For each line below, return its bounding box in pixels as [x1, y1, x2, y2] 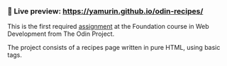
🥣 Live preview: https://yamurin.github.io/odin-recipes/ [7, 6, 204, 16]
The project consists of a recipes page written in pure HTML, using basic [7, 44, 221, 52]
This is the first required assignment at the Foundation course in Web [7, 22, 209, 31]
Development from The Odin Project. [7, 29, 115, 38]
